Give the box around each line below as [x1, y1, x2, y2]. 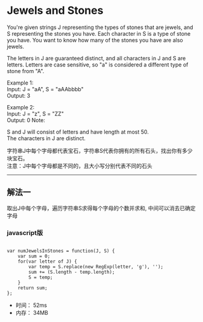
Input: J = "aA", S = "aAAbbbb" [7, 85, 84, 92]
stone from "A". [7, 67, 45, 74]
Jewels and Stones [7, 4, 104, 18]
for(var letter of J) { [17, 259, 78, 265]
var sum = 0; [17, 253, 51, 260]
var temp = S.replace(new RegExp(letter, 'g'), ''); [28, 264, 164, 270]
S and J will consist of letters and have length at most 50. [7, 128, 149, 135]
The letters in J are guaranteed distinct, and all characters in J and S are [7, 54, 186, 62]
